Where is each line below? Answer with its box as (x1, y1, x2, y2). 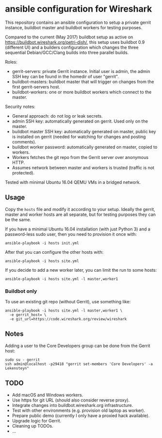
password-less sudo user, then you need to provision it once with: (5, 231, 137, 237)
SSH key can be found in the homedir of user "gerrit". (12, 73, 119, 79)
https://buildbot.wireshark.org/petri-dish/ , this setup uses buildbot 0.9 (5, 39, 145, 45)
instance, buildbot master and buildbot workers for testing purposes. (5, 24, 142, 30)
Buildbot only (5, 288, 37, 295)
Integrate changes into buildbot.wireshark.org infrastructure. (12, 402, 133, 408)
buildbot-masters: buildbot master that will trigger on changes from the (12, 79, 154, 85)
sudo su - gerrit (5, 357, 40, 362)
